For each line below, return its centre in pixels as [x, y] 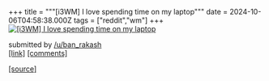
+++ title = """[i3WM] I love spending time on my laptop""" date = [118, 12]
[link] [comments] [38, 53]
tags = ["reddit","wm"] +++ [119, 20]
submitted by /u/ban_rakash [55, 45]
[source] [23, 69]
